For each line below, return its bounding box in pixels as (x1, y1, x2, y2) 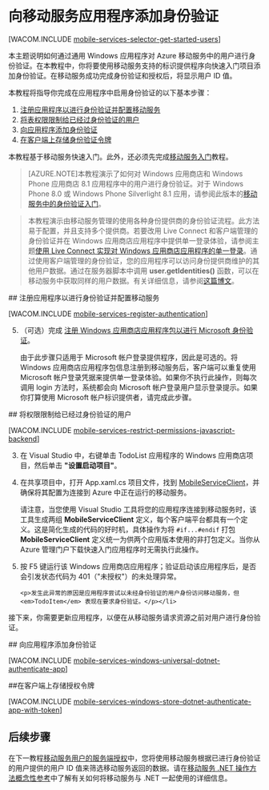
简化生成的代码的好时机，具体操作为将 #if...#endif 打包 (47, 524, 236, 534)
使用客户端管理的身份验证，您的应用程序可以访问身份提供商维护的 (34, 255, 253, 265)
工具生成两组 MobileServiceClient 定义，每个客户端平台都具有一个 (19, 514, 242, 524)
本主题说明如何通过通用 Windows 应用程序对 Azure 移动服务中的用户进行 (8, 50, 249, 60)
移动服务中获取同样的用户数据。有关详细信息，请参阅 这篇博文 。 (27, 275, 239, 285)
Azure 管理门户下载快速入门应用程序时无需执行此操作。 (19, 544, 203, 554)
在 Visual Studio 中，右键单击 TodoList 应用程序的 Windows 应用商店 (19, 450, 247, 460)
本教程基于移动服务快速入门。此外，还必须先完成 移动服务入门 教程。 (8, 151, 233, 161)
